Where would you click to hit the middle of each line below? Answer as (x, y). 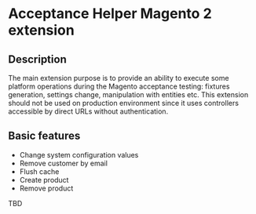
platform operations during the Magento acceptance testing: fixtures (119, 86)
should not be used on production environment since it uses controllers (124, 103)
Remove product (46, 188)
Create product (44, 180)
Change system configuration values (79, 154)
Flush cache (39, 171)
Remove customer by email (64, 163)
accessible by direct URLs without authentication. (88, 111)
